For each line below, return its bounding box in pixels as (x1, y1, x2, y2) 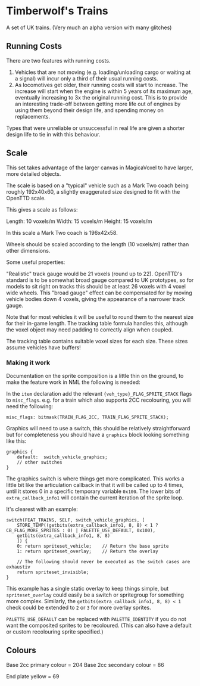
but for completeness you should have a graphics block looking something (6, 431, 189, 438)
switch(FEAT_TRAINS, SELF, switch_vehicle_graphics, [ (6, 517, 145, 523)
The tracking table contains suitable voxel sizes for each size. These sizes (6, 337, 188, 344)
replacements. (14, 113, 51, 120)
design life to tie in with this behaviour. (6, 131, 101, 138)
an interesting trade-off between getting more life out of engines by (14, 100, 181, 107)
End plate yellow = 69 (6, 672, 60, 680)
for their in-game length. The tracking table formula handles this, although (6, 319, 188, 327)
